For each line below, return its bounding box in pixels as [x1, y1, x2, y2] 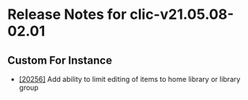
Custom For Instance [7, 54, 112, 67]
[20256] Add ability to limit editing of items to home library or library [18, 75, 241, 83]
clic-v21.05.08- [129, 6, 235, 24]
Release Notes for [7, 6, 127, 24]
